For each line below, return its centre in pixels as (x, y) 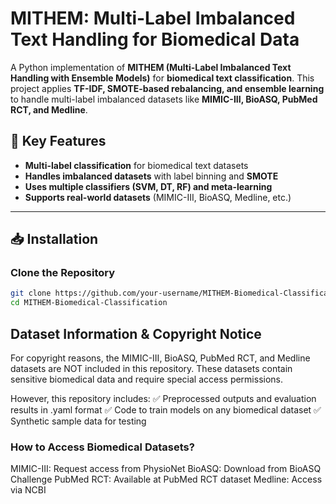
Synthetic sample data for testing (78, 421)
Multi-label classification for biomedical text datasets (136, 165)
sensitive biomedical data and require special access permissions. (147, 379)
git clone (31, 293)
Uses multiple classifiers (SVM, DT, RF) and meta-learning (148, 186)
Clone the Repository (63, 273)
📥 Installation (54, 239)
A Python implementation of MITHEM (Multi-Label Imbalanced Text (151, 67)
